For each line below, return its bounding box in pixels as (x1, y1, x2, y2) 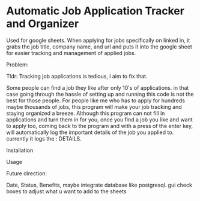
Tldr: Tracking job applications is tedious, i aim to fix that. (6, 72, 148, 80)
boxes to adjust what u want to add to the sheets (6, 187, 127, 195)
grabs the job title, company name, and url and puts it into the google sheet (6, 43, 192, 50)
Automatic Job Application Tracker (6, 4, 185, 18)
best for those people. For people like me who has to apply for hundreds (6, 97, 185, 104)
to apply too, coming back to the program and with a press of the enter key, (6, 122, 193, 129)
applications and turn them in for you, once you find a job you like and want (6, 115, 193, 123)
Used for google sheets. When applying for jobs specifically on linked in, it (6, 36, 190, 44)
